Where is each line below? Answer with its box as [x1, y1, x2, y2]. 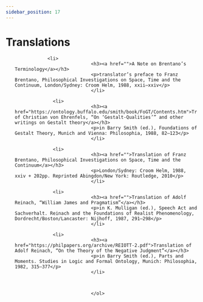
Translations [5, 35, 71, 49]
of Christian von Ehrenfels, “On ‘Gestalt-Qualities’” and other [14, 114, 184, 120]
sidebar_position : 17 [5, 9, 61, 15]
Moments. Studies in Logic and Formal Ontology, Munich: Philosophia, [14, 258, 198, 264]
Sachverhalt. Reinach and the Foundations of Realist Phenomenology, [14, 210, 195, 217]
